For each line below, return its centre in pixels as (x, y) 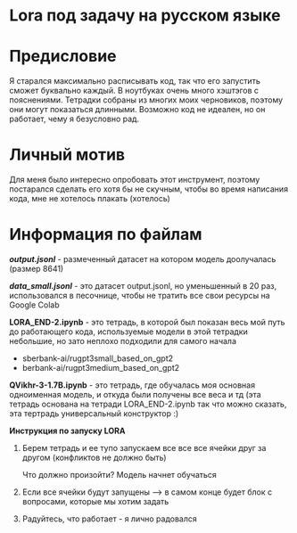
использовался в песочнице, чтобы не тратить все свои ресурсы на (140, 295)
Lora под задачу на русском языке (145, 16)
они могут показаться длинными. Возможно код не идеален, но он (137, 110)
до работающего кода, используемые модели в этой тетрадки (128, 332)
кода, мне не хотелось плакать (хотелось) (90, 199)
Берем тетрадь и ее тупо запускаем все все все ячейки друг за (144, 448)
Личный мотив (67, 155)
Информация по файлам (106, 235)
